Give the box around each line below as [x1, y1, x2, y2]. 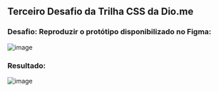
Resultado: [7, 60, 46, 70]
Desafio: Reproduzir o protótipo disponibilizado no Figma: [7, 27, 212, 37]
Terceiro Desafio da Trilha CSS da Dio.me [7, 6, 194, 18]
